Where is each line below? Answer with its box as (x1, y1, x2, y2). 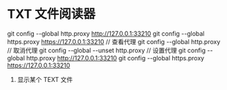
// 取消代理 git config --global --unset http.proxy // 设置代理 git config (7, 46, 206, 54)
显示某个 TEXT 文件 (17, 75, 73, 83)
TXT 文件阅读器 (7, 6, 96, 22)
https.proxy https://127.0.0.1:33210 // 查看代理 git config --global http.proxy (7, 37, 221, 45)
